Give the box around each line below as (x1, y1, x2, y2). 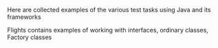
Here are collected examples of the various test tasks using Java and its (7, 6, 211, 14)
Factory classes (7, 33, 52, 41)
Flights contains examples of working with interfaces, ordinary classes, (7, 26, 208, 34)
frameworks (7, 13, 41, 21)
